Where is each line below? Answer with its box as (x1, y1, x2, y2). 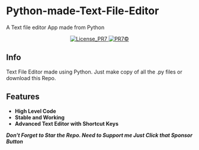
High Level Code (14, 107, 56, 114)
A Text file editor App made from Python (6, 24, 105, 31)
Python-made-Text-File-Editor (6, 4, 159, 18)
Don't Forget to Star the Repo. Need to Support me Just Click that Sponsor (6, 132, 192, 139)
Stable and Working (14, 114, 65, 121)
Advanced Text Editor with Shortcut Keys (14, 120, 119, 127)
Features (6, 92, 40, 102)
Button (6, 138, 24, 145)
